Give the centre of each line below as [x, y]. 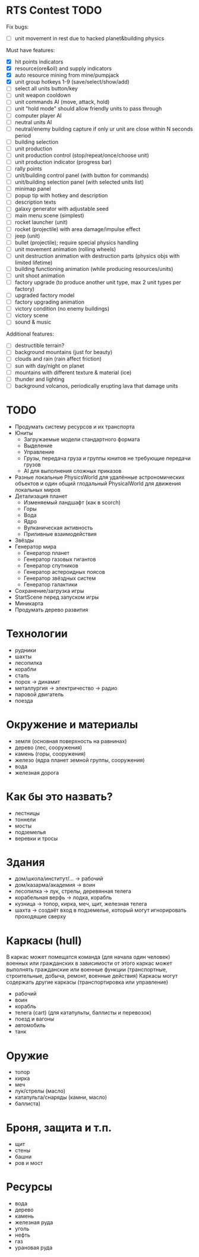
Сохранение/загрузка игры [49, 590]
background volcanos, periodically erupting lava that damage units [96, 386]
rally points [29, 168]
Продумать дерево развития [51, 609]
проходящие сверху [40, 917]
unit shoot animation [40, 275]
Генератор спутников [51, 566]
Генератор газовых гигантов [60, 559]
